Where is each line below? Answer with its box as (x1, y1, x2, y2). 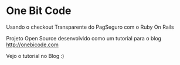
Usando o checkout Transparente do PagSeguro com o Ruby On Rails (6, 23, 174, 30)
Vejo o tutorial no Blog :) (6, 52, 64, 59)
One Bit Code (6, 4, 72, 18)
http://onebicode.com (6, 41, 59, 48)
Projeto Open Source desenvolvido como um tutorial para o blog (6, 35, 162, 42)
